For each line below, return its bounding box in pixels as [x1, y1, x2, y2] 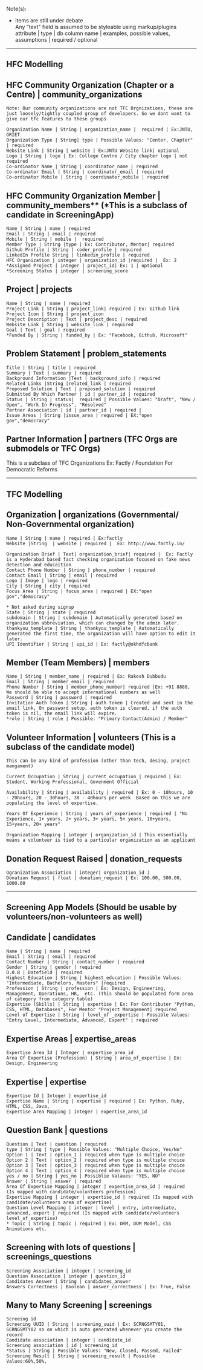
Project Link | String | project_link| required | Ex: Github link [6, 306, 180, 312]
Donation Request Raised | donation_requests [6, 853, 182, 864]
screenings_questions [6, 1252, 92, 1262]
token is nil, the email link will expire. [6, 710, 118, 716]
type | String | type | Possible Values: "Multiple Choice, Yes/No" [6, 1146, 182, 1152]
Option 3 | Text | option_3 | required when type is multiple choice [6, 1162, 185, 1168]
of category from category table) [6, 996, 94, 1002]
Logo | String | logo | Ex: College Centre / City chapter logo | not [6, 153, 188, 159]
